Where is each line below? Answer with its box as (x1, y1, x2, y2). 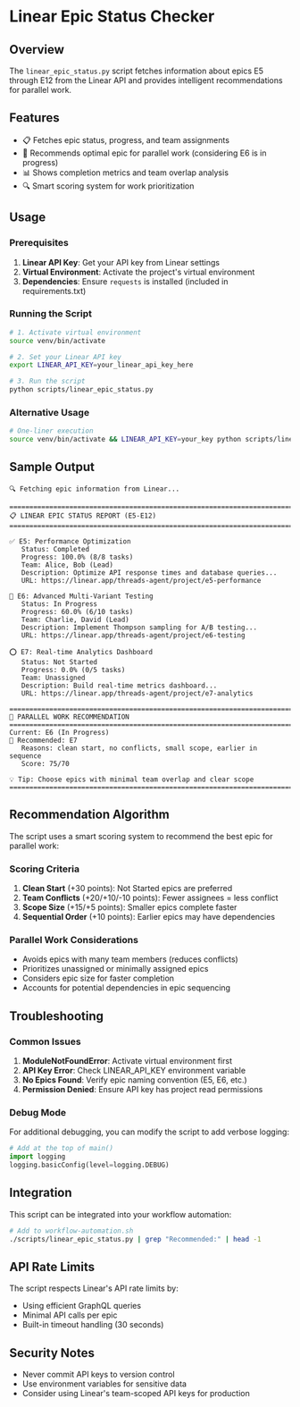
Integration (9, 1185, 73, 1201)
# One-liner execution (9, 426, 94, 435)
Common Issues (9, 1035, 82, 1048)
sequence (9, 751, 42, 761)
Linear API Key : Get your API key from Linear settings (21, 257, 221, 267)
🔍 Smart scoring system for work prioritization (21, 181, 195, 191)
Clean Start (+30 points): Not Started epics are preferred (21, 883, 233, 894)
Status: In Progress (21, 599, 98, 609)
